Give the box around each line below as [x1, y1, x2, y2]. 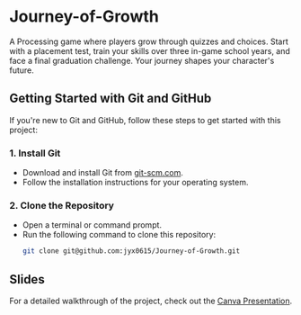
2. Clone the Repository [9, 199, 115, 211]
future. [9, 65, 34, 76]
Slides [9, 272, 45, 287]
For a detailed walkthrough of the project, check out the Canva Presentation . [9, 295, 293, 307]
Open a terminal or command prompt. [22, 220, 163, 230]
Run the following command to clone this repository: [22, 229, 217, 240]
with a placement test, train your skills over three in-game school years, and [9, 45, 290, 56]
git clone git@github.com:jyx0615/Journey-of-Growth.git [22, 247, 241, 256]
